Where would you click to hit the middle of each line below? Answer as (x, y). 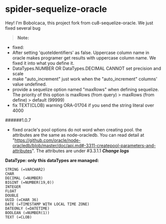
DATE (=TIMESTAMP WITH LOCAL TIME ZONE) (48, 204)
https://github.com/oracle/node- (48, 140)
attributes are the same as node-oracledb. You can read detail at (78, 135)
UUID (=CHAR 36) (22, 200)
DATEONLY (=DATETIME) (28, 208)
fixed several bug (23, 28)
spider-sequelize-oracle (56, 9)
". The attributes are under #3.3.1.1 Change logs (81, 151)
